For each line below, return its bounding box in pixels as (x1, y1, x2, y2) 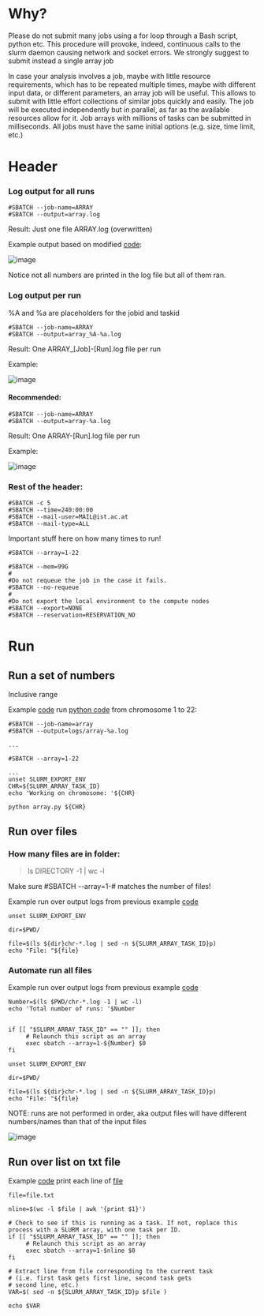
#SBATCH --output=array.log (8, 211, 101, 219)
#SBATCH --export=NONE (8, 605, 83, 613)
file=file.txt (8, 1191, 55, 1200)
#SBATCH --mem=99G (8, 563, 69, 571)
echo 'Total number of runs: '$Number (8, 1005, 136, 1013)
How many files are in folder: (8, 848, 121, 859)
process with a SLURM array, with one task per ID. (8, 1226, 181, 1234)
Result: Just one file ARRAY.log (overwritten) (8, 224, 153, 234)
